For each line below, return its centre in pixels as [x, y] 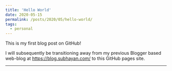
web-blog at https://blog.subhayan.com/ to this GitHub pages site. [75, 58]
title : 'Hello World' [28, 10]
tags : [11, 24]
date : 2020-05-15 [24, 15]
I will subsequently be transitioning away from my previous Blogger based [83, 53]
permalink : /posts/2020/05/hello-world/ [49, 19]
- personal [21, 29]
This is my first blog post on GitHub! [43, 43]
